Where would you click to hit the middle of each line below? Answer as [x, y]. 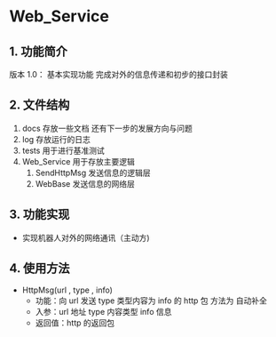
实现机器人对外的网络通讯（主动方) [86, 237]
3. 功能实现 [39, 215]
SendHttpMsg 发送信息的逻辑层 [93, 173]
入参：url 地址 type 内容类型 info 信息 [103, 312]
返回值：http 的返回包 [75, 323]
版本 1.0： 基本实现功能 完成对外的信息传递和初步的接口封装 [119, 74]
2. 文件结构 [39, 105]
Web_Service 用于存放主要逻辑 [78, 161]
